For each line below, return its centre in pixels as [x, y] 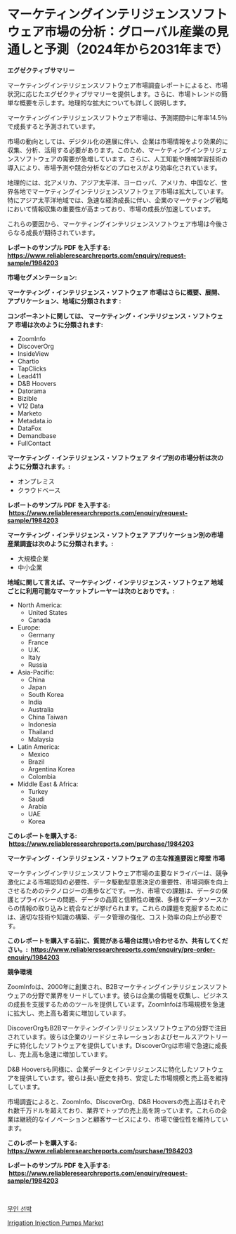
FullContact [34, 443]
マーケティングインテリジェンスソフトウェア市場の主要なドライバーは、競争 [118, 873]
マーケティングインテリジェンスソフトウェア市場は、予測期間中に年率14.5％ [118, 117]
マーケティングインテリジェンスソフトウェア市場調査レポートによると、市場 [118, 85]
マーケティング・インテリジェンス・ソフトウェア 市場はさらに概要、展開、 [115, 292]
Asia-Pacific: [36, 672]
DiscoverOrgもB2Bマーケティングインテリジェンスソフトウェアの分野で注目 [117, 1028]
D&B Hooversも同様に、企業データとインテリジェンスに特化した [100, 1069]
